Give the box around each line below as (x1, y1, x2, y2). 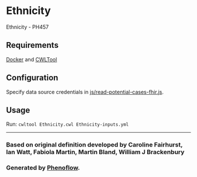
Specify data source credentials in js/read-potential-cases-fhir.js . (6, 88, 164, 95)
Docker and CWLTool (6, 55, 57, 63)
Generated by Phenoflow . (6, 164, 80, 172)
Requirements (6, 40, 59, 50)
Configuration (6, 73, 59, 83)
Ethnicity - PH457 (6, 23, 49, 30)
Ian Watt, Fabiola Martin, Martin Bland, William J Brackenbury (6, 148, 185, 156)
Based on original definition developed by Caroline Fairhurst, (6, 141, 183, 149)
